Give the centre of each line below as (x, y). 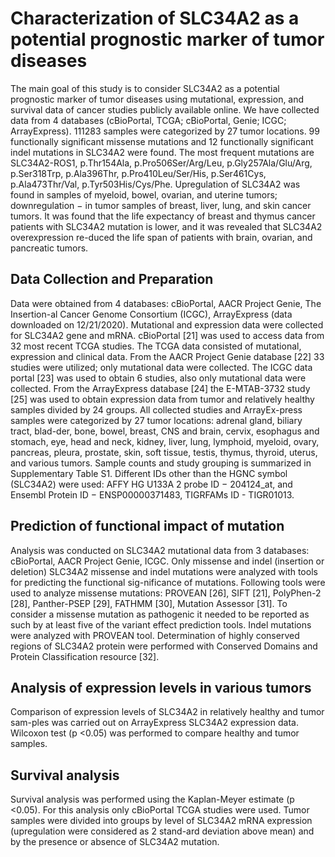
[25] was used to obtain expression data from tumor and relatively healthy (162, 399)
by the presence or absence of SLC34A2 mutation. (115, 842)
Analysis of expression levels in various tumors (161, 687)
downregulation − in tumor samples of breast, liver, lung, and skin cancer (161, 205)
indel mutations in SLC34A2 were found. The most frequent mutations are (162, 152)
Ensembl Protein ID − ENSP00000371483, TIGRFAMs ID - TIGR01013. (152, 494)
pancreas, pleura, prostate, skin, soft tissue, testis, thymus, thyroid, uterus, (164, 452)
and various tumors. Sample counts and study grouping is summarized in (161, 463)
